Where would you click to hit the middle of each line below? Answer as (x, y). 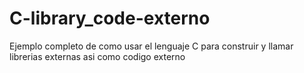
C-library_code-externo (110, 18)
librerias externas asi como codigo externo (97, 56)
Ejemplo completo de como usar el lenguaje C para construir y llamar (151, 46)
